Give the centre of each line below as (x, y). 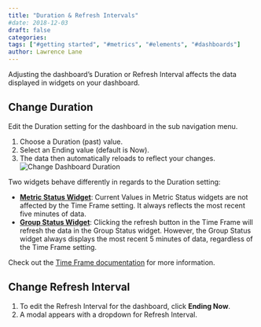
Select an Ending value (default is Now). (84, 149)
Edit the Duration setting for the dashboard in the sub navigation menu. (123, 126)
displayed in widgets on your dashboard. (74, 83)
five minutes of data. (53, 214)
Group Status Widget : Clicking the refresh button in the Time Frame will (136, 222)
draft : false (29, 30)
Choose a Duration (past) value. (71, 141)
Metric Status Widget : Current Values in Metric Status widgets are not (134, 197)
